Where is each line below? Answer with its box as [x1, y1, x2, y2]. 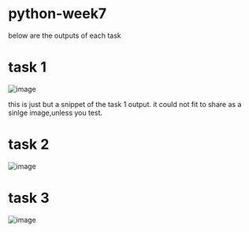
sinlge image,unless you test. [8, 108, 103, 117]
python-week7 [8, 5, 107, 23]
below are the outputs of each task [8, 31, 121, 40]
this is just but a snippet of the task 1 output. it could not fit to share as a [8, 99, 242, 109]
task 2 [8, 135, 50, 153]
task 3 [8, 190, 50, 207]
